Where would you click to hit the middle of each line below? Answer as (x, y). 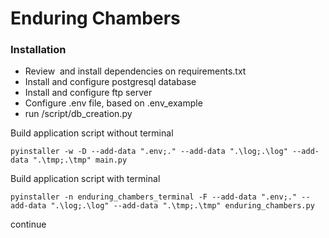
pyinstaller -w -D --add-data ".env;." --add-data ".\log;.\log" (149, 152)
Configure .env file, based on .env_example (113, 103)
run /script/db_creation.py (78, 114)
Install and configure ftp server (88, 93)
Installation (38, 50)
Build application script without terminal (92, 133)
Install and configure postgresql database (110, 82)
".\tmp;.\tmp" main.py (80, 160)
